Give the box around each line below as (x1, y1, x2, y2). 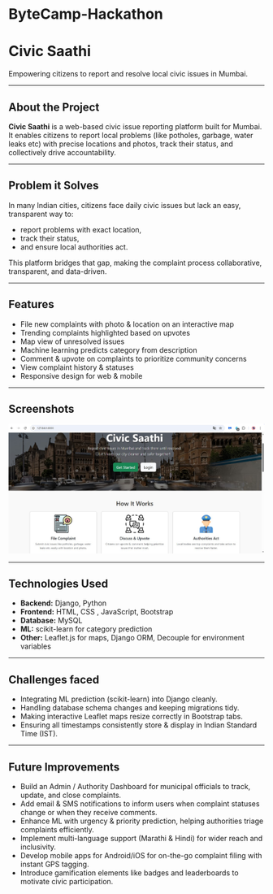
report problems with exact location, (19, 224, 142, 234)
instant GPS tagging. (19, 859, 89, 870)
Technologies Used (8, 576, 108, 590)
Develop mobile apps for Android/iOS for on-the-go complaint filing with (19, 851, 262, 861)
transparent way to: (8, 209, 74, 219)
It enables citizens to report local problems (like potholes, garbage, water (8, 130, 253, 140)
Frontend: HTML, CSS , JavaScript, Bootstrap (19, 607, 174, 617)
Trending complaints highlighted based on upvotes (19, 328, 191, 337)
